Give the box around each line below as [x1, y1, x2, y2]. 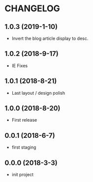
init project [11, 172, 34, 178]
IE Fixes [11, 62, 28, 69]
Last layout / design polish [11, 90, 65, 96]
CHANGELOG [4, 3, 60, 14]
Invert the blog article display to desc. [11, 35, 89, 41]
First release [11, 117, 37, 123]
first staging [11, 144, 36, 150]
